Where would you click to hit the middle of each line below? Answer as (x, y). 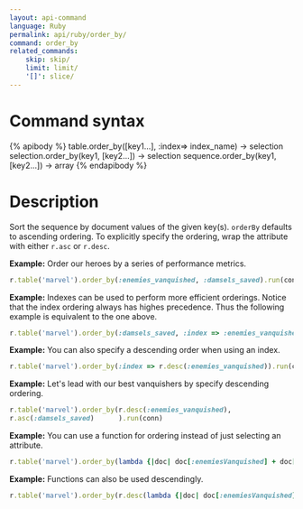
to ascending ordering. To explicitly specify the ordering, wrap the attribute (149, 236)
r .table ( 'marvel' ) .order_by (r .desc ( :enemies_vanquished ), (120, 410)
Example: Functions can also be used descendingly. (106, 478)
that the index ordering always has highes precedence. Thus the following (147, 307)
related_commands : (44, 51)
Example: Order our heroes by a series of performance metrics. (128, 264)
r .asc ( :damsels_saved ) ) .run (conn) (87, 419)
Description (54, 202)
